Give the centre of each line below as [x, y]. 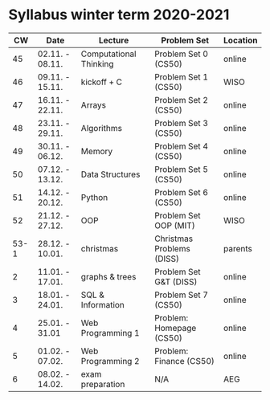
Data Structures [110, 174]
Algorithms [102, 128]
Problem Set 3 [181, 123]
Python [94, 197]
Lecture [114, 40]
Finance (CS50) [184, 361]
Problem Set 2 [181, 100]
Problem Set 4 [181, 146]
